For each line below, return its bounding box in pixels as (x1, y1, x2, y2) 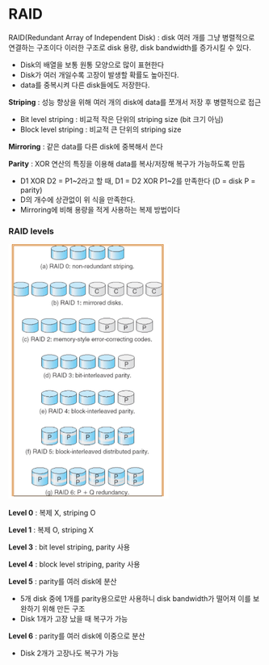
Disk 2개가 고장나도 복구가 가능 (19, 648, 120, 659)
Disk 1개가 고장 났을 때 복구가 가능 (19, 614, 128, 624)
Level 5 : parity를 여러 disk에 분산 (8, 577, 117, 587)
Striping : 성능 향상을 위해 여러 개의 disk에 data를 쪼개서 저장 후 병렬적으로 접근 (8, 97, 262, 107)
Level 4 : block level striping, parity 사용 (8, 559, 141, 570)
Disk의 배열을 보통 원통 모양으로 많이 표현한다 (19, 60, 164, 69)
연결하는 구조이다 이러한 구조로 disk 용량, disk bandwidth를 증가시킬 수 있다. (8, 42, 252, 53)
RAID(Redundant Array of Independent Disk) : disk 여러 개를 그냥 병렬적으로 (8, 32, 255, 42)
